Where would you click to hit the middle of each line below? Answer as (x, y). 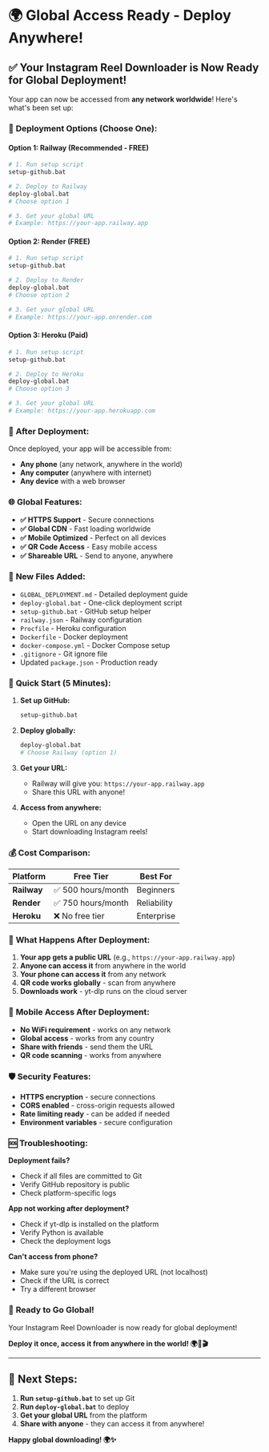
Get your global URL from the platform (84, 1415)
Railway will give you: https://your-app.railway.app (118, 783)
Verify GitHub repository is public (75, 1185)
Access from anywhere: (60, 807)
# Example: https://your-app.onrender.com (80, 317)
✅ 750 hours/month (91, 903)
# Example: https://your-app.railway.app (78, 223)
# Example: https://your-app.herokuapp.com (82, 411)
